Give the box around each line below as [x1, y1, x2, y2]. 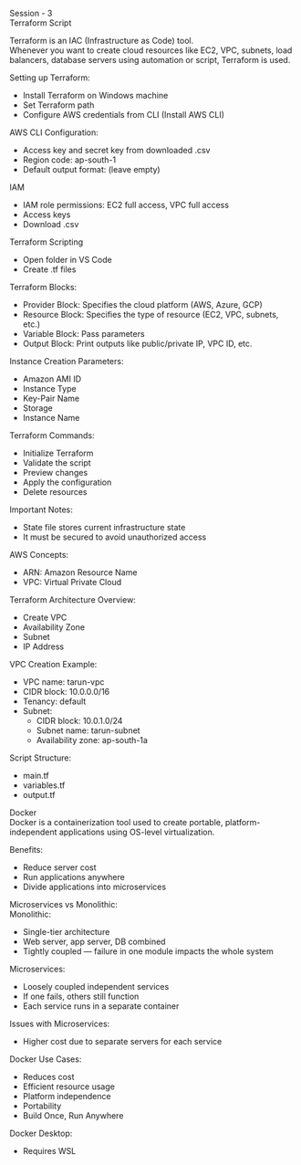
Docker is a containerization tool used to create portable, [9, 817, 223, 827]
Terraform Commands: [9, 430, 95, 441]
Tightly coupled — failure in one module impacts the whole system [22, 946, 274, 957]
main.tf [22, 771, 50, 781]
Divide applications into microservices [22, 881, 167, 892]
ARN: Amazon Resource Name [22, 567, 138, 578]
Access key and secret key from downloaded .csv [22, 145, 211, 155]
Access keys [22, 209, 71, 220]
